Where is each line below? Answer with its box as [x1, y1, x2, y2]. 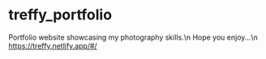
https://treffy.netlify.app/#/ [8, 40, 97, 50]
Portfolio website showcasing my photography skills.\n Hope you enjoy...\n [8, 32, 258, 42]
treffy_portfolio [8, 6, 112, 24]
